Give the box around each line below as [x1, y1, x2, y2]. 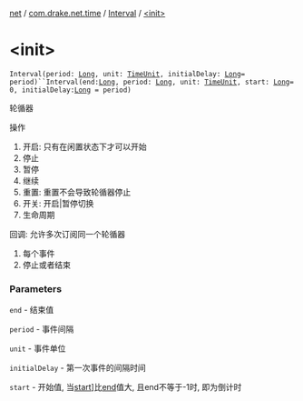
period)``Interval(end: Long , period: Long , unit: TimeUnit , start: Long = [9, 77, 295, 86]
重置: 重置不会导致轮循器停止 [22, 186, 132, 197]
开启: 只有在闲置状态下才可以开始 [22, 141, 147, 152]
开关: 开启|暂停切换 [22, 197, 94, 208]
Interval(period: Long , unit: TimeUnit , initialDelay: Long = [9, 69, 246, 78]
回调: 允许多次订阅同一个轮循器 [9, 228, 125, 239]
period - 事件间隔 [9, 324, 74, 335]
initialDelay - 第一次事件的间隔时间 [9, 363, 147, 374]
